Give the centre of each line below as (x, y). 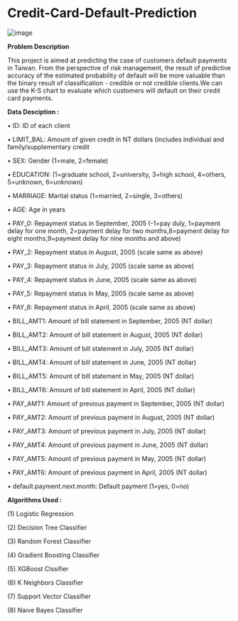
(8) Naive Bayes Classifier (45, 610)
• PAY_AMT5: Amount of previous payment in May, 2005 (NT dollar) (107, 458)
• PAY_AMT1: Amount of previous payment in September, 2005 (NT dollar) (116, 404)
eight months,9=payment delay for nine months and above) (94, 238)
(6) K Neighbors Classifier (45, 582)
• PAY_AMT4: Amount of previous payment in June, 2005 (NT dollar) (108, 445)
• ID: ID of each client (39, 125)
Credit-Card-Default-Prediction (102, 13)
